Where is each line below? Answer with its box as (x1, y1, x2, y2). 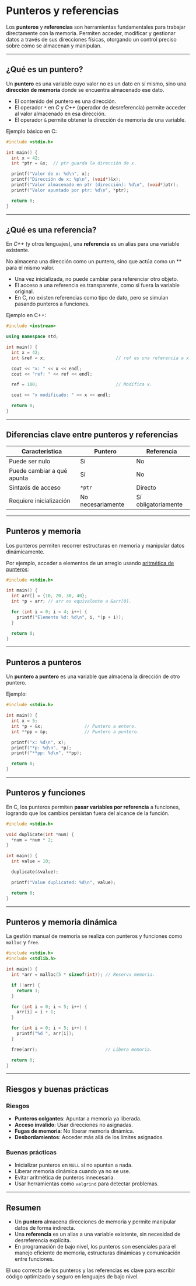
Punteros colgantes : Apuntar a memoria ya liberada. (14, 1115, 142, 1122)
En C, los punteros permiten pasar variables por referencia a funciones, (6, 803, 180, 810)
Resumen (6, 1202, 41, 1212)
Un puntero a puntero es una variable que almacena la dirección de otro (6, 673, 180, 680)
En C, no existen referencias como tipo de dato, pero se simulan (14, 294, 169, 301)
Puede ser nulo (9, 457, 51, 465)
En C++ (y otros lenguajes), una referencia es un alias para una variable (6, 240, 180, 247)
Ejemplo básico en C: (6, 128, 57, 135)
